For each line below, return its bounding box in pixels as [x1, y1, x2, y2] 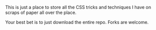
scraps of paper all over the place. [5, 9, 77, 15]
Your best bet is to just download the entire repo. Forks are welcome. [5, 19, 149, 25]
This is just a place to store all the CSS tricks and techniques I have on [5, 4, 151, 10]
